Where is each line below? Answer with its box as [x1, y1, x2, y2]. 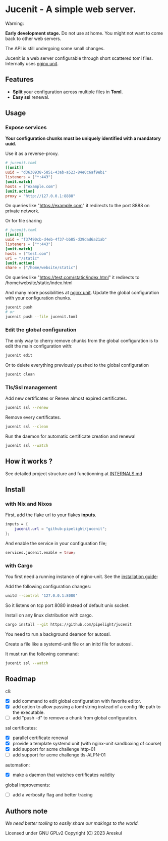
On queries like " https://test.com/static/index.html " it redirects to [5, 275, 140, 281]
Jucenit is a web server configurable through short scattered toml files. [5, 55, 153, 61]
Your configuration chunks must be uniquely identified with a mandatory [5, 135, 161, 141]
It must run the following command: [5, 651, 79, 657]
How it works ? [5, 457, 53, 466]
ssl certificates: [5, 724, 37, 731]
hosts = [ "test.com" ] [5, 251, 51, 256]
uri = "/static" [5, 256, 39, 261]
